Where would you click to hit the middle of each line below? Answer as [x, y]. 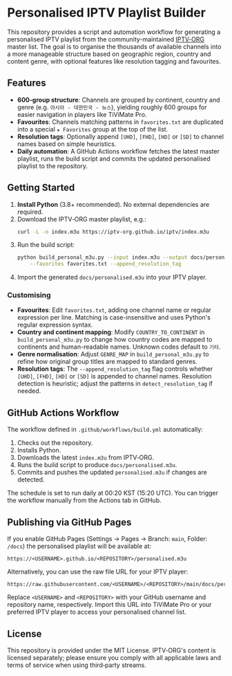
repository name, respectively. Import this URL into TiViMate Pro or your [109, 605]
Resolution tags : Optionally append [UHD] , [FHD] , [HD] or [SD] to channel [120, 136]
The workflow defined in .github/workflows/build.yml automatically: [105, 430]
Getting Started [41, 188]
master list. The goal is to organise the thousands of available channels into [114, 46]
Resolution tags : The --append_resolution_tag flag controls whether [115, 369]
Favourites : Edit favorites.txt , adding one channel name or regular [114, 310]
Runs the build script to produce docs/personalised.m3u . [97, 465]
